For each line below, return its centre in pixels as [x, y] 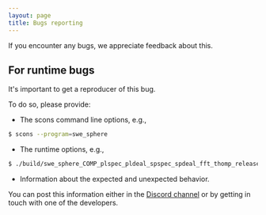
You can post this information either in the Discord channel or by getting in [129, 194]
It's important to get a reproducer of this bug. [82, 89]
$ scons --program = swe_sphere [58, 134]
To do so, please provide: [49, 104]
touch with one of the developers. [63, 203]
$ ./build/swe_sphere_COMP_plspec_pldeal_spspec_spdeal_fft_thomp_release [134, 164]
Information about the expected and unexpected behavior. [114, 179]
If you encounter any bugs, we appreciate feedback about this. [111, 45]
